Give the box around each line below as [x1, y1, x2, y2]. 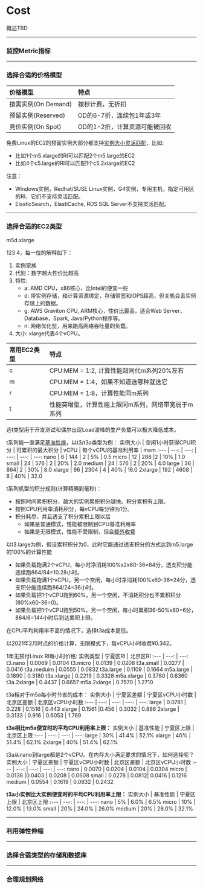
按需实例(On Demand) [9, 100, 72, 108]
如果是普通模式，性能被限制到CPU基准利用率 [24, 520, 137, 527]
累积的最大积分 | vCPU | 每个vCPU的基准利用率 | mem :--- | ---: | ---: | [21, 446, 197, 454]
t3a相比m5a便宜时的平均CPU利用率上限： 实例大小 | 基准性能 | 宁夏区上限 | [6, 724, 195, 731]
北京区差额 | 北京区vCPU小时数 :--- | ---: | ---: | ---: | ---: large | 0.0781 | [6, 698, 186, 705]
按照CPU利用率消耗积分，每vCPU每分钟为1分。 [14, 505, 133, 512]
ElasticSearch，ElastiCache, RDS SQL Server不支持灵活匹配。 [14, 200, 170, 207]
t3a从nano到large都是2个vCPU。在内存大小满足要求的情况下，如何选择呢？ [6, 751, 195, 758]
